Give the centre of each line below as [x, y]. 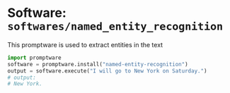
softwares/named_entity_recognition [115, 26]
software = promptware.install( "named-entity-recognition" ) [98, 64]
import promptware [34, 58]
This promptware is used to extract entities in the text [85, 44]
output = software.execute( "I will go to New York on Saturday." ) [107, 71]
